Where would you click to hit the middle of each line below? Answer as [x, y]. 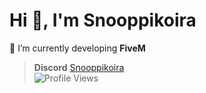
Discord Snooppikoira [79, 67]
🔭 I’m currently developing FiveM [77, 48]
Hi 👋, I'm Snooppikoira [103, 20]
